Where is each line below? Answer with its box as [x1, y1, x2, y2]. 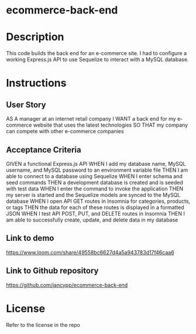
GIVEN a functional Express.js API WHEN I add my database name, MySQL [6, 160, 186, 167]
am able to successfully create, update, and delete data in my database [6, 216, 178, 223]
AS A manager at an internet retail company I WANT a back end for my [6, 115, 177, 122]
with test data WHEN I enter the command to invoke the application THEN [6, 185, 184, 192]
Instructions [6, 77, 67, 90]
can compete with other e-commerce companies [6, 128, 124, 135]
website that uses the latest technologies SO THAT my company [33, 121, 188, 129]
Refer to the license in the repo [6, 321, 81, 328]
